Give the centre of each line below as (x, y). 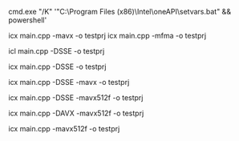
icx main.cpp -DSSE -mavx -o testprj (69, 82)
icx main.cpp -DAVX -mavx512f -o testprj (76, 113)
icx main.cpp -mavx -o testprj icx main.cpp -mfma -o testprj (107, 36)
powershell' (28, 20)
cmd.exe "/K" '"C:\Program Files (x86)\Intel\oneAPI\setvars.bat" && (119, 12)
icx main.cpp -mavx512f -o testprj (64, 129)
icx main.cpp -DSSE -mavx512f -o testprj (76, 98)
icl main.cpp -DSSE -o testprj (57, 51)
